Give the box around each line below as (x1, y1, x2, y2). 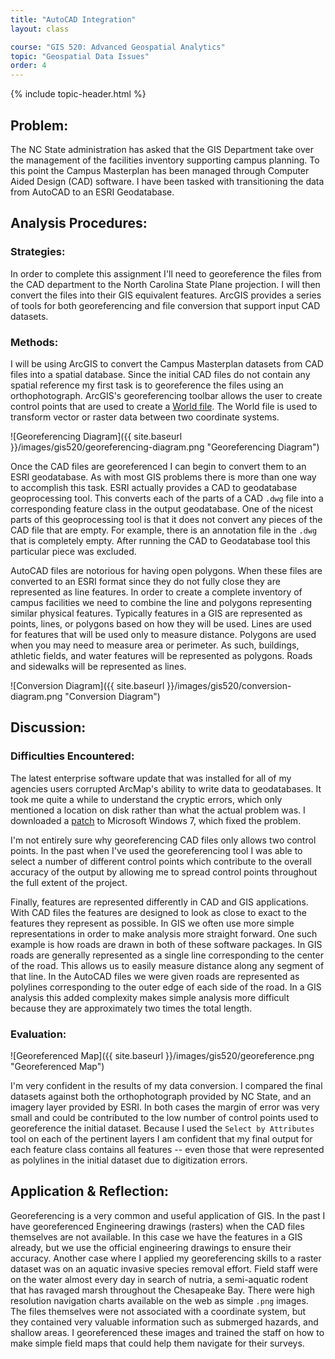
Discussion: (10, 719, 87, 736)
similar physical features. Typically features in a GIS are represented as (10, 607, 303, 619)
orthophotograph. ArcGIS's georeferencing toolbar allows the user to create (10, 389, 323, 401)
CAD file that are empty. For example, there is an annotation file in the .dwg (10, 524, 318, 536)
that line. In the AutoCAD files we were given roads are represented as (10, 970, 300, 982)
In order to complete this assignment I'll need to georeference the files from (10, 267, 322, 280)
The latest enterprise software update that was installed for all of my (10, 772, 292, 784)
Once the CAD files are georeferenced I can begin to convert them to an (10, 460, 307, 472)
